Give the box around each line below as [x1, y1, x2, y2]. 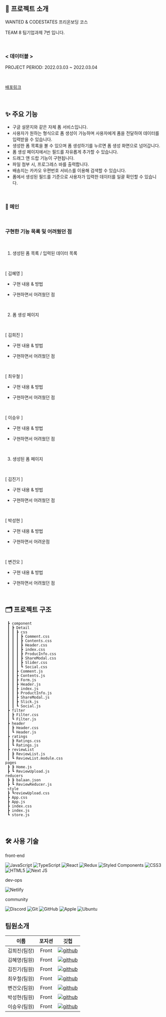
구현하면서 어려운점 [12, 539, 50, 545]
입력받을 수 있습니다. [12, 136, 53, 142]
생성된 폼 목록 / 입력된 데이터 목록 [12, 250, 78, 256]
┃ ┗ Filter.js [7, 717, 37, 722]
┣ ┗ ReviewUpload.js [7, 769, 50, 774]
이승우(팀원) [7, 1003, 35, 1010]
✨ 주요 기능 [5, 110, 38, 118]
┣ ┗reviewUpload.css [7, 791, 50, 796]
